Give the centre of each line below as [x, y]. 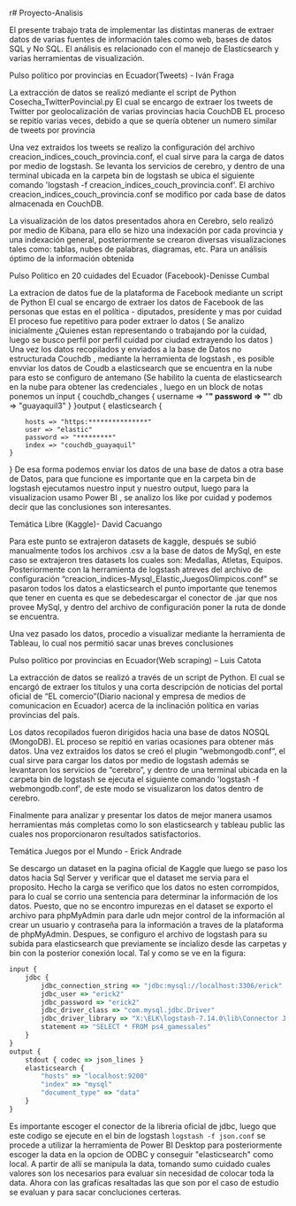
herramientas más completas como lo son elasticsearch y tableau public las [147, 824]
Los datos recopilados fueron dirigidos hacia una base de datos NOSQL [140, 732]
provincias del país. [45, 715]
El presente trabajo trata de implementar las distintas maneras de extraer [142, 30]
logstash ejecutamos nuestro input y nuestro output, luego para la [129, 488]
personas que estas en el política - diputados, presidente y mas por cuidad [146, 312]
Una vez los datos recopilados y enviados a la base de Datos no [125, 349]
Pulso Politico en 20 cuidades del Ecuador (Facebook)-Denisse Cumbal [139, 275]
